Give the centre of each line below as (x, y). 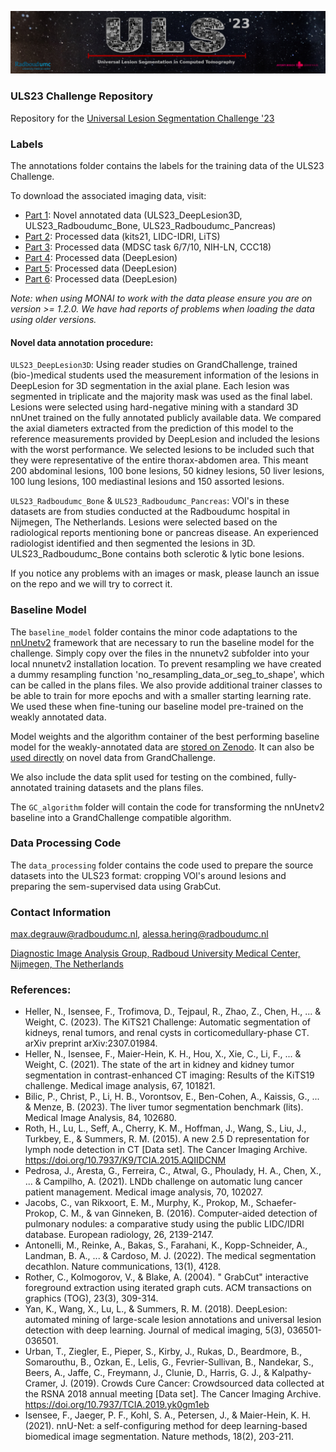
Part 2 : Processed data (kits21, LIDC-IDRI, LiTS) (122, 236)
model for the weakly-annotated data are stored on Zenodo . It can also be (162, 747)
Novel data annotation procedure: (82, 342)
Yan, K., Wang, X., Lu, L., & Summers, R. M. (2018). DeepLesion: (156, 1309)
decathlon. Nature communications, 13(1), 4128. (123, 1267)
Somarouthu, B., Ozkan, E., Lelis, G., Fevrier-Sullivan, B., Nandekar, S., (169, 1362)
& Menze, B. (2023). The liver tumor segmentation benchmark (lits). (164, 1107)
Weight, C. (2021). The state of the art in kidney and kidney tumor (159, 1065)
